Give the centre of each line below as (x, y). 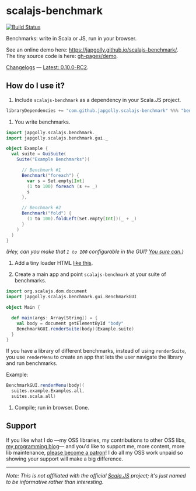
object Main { (23, 308)
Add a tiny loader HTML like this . (54, 263)
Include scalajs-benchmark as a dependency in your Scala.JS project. (98, 100)
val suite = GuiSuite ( (39, 154)
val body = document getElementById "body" (70, 323)
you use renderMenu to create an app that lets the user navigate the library (94, 357)
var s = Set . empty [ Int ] (56, 181)
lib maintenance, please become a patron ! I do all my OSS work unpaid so (95, 452)
